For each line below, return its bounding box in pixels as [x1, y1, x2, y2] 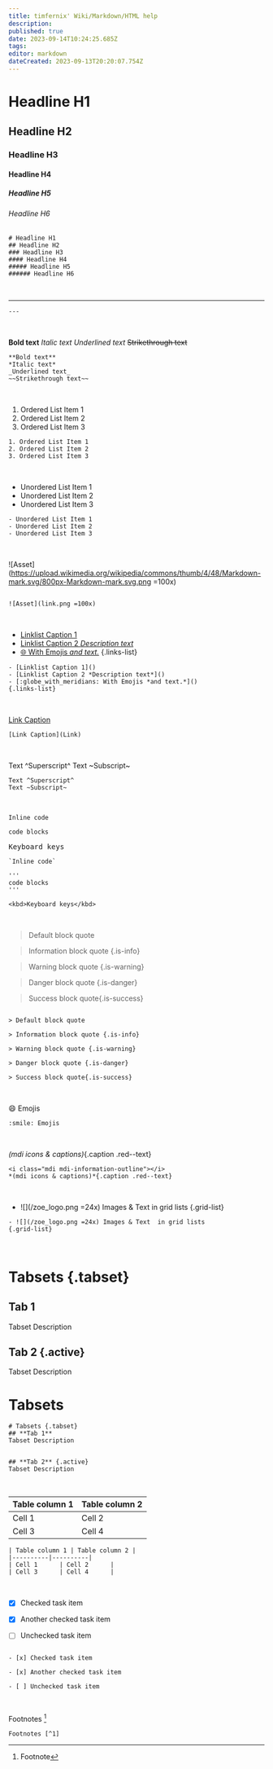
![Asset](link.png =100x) [8, 600, 96, 608]
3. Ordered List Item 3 [8, 451, 89, 460]
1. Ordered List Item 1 [8, 438, 89, 446]
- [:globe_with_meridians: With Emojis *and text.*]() [8, 677, 198, 685]
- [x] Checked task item [8, 1654, 93, 1662]
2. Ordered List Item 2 [8, 445, 89, 453]
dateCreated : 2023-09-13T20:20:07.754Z [8, 58, 144, 66]
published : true [8, 27, 63, 35]
